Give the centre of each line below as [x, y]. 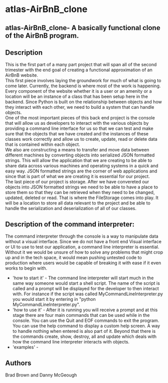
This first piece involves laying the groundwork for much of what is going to [83, 81]
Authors [18, 363]
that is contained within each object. [43, 144]
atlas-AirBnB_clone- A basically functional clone [83, 28]
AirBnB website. [22, 75]
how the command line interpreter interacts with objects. [71, 342]
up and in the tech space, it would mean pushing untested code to [73, 258]
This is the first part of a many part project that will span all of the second [81, 65]
